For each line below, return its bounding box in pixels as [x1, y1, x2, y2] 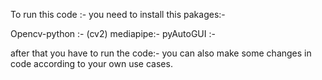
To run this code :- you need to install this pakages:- [10, 9, 226, 20]
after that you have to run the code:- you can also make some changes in [10, 47, 312, 59]
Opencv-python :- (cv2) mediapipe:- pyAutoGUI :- [10, 28, 216, 39]
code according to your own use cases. [10, 58, 173, 69]
